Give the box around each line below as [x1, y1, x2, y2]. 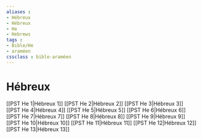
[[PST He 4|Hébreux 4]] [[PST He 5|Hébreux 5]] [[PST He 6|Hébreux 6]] [6, 106, 186, 114]
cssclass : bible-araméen [6, 54, 71, 60]
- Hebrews [6, 31, 31, 37]
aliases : [6, 8, 31, 15]
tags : [6, 37, 23, 43]
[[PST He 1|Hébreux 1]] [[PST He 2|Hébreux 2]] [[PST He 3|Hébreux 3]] [6, 100, 184, 107]
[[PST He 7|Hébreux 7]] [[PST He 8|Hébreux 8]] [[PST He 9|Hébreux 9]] [6, 112, 186, 120]
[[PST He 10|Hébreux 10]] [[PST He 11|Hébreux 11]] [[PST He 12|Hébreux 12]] [6, 119, 197, 126]
